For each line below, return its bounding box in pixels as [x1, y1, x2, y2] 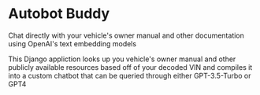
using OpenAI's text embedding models [8, 38, 136, 48]
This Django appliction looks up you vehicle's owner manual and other [8, 54, 236, 64]
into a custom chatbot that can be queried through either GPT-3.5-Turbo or [8, 71, 251, 80]
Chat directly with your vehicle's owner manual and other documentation [8, 31, 244, 40]
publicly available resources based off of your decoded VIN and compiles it [8, 62, 253, 71]
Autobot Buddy [8, 5, 110, 23]
